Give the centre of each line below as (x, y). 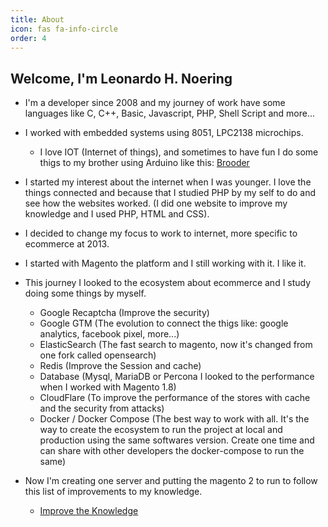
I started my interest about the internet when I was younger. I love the (168, 182)
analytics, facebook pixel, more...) (109, 334)
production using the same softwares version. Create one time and (177, 440)
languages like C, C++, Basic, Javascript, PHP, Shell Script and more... (169, 113)
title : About (37, 19)
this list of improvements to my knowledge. (113, 492)
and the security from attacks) (102, 408)
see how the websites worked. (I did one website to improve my (156, 203)
